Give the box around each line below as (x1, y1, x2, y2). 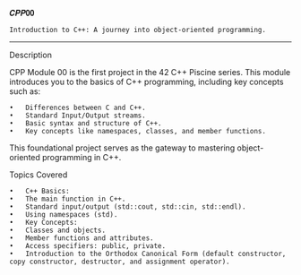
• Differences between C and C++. (9, 103, 146, 112)
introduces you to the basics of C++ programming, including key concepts (9, 76, 284, 87)
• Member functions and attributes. (9, 234, 154, 243)
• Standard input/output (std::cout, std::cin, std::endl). (9, 202, 246, 211)
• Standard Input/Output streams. (9, 111, 146, 120)
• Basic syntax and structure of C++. (9, 119, 163, 128)
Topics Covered (9, 169, 68, 180)
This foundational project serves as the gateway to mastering (9, 142, 236, 153)
